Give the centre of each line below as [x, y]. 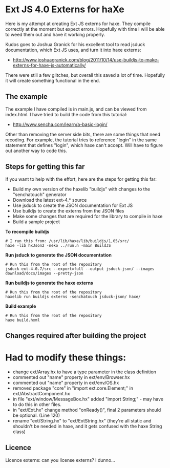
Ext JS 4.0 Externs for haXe [65, 9]
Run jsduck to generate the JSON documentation [58, 255]
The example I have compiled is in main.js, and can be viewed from [76, 109]
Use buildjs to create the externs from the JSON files [68, 210]
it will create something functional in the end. [53, 80]
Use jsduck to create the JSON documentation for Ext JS [73, 205]
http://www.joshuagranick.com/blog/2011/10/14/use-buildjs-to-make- [86, 59]
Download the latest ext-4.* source [50, 200]
